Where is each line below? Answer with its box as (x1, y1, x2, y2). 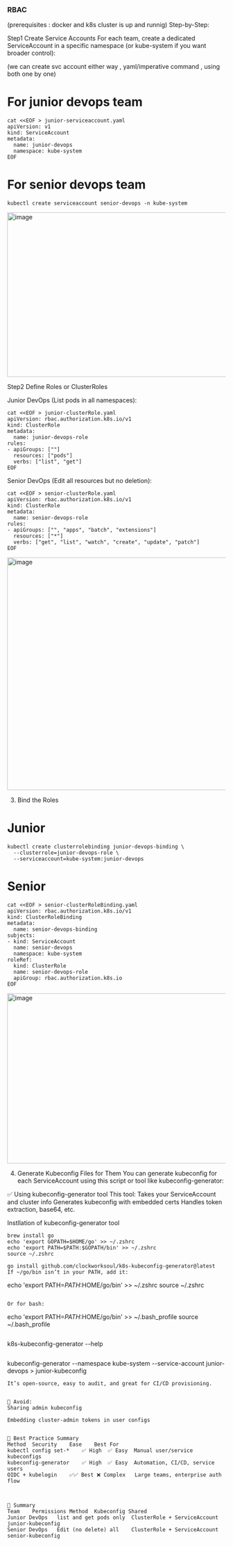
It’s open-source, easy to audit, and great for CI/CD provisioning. (7, 1380, 213, 1387)
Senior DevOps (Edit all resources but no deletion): (7, 477, 153, 485)
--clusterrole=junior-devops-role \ (13, 849, 119, 857)
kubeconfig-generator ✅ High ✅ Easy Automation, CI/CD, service (7, 1460, 215, 1467)
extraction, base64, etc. (7, 1206, 76, 1214)
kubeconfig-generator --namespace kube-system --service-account (7, 1359, 205, 1368)
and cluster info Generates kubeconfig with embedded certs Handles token (7, 1198, 223, 1206)
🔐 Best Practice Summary (7, 1435, 79, 1442)
